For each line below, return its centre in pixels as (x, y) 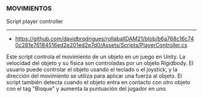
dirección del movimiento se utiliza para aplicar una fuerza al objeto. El (94, 76)
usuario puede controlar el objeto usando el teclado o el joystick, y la (92, 70)
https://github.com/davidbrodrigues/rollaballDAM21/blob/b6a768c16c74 (105, 39)
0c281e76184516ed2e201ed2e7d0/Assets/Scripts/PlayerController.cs (101, 45)
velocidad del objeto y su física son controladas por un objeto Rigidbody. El (100, 63)
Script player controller (35, 22)
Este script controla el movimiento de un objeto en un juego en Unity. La (96, 57)
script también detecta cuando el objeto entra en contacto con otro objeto (98, 82)
